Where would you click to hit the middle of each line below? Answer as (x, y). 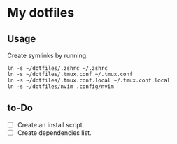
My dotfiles (41, 13)
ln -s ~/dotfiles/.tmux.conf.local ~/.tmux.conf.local (89, 80)
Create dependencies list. (55, 132)
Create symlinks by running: (48, 55)
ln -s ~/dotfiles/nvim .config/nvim (61, 87)
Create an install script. (51, 124)
